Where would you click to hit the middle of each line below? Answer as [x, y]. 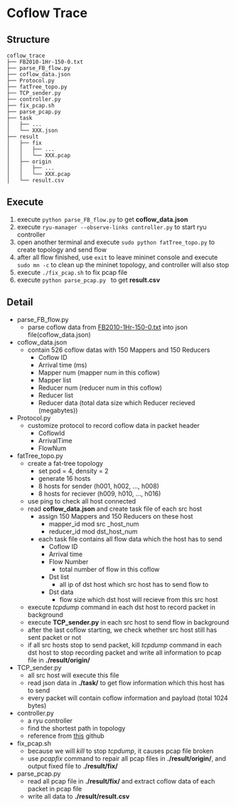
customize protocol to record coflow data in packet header [113, 425]
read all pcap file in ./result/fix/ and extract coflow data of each [121, 781]
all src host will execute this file [73, 675]
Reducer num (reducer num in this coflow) [100, 387]
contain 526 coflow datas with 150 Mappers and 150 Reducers [119, 350]
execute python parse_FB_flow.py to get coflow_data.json [102, 219]
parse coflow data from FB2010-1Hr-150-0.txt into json [107, 327]
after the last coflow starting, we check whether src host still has [122, 630]
